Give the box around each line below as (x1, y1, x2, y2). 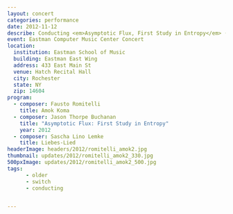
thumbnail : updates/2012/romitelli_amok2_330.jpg (7, 152, 154, 160)
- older (25, 172, 49, 179)
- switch (25, 178, 51, 185)
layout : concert (7, 10, 54, 17)
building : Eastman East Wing (13, 56, 98, 63)
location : (7, 42, 36, 49)
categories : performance (7, 17, 79, 24)
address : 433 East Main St (13, 62, 92, 69)
